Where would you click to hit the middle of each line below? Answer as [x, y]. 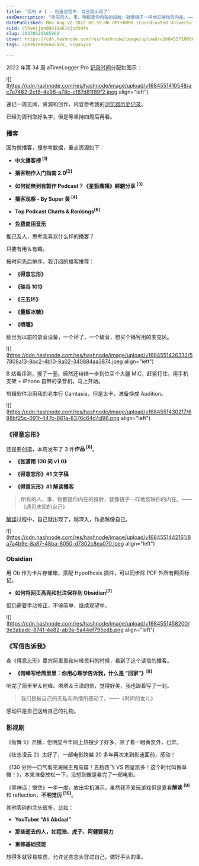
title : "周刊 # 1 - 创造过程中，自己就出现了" [58, 12]
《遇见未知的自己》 [44, 506]
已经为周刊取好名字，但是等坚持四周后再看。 [61, 117]
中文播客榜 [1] [31, 160]
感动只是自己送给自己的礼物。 [42, 711]
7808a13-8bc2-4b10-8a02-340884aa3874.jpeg [65, 361]
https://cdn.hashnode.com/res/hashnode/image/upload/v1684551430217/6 [100, 412]
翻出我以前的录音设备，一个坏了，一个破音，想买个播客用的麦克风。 [89, 337]
